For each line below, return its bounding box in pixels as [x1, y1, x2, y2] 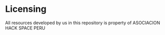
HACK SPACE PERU [5, 25, 46, 31]
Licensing [5, 3, 47, 15]
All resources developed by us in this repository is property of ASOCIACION [5, 20, 161, 26]
